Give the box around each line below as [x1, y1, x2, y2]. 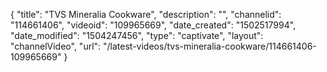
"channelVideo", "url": [10, 40, 102, 52]
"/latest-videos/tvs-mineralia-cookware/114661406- [103, 40, 317, 52]
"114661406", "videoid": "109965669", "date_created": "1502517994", [10, 19, 297, 31]
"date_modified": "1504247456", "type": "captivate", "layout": [10, 30, 264, 41]
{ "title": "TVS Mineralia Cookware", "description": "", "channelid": [10, 9, 282, 20]
